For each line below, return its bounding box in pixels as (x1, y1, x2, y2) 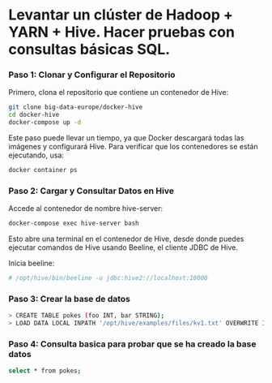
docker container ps (8, 166, 79, 174)
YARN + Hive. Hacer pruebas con (8, 23, 235, 41)
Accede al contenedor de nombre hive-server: (8, 204, 164, 213)
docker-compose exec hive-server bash (8, 219, 139, 228)
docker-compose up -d (8, 118, 82, 127)
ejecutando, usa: (8, 150, 65, 160)
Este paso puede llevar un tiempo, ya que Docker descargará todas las (8, 133, 244, 143)
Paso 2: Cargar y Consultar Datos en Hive (8, 185, 174, 196)
